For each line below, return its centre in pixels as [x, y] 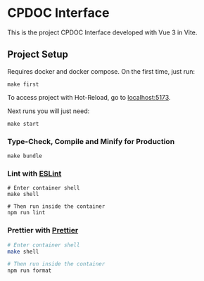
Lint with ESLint [34, 174]
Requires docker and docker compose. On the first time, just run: [101, 71]
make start [23, 124]
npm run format [30, 271]
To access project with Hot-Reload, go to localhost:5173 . [89, 97]
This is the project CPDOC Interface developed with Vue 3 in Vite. [102, 32]
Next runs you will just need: [49, 111]
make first [23, 84]
